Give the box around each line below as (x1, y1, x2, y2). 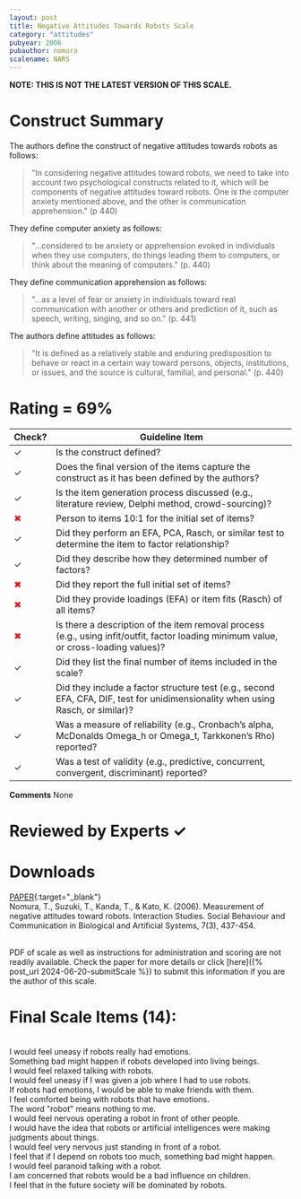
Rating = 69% (9, 398, 114, 419)
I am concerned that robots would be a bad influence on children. (9, 1169, 251, 1180)
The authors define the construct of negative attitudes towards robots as (9, 140, 278, 151)
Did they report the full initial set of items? (55, 578, 231, 590)
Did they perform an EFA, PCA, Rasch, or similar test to (55, 526, 285, 539)
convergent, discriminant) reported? (55, 766, 208, 778)
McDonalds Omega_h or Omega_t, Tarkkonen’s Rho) (55, 729, 276, 742)
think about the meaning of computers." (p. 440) (30, 259, 211, 270)
